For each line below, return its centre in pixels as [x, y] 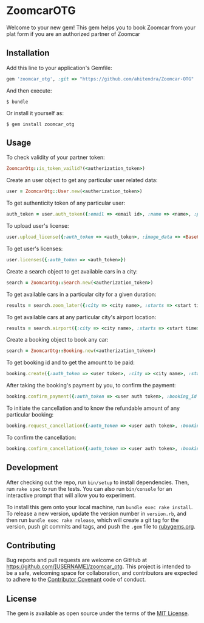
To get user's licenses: [35, 248]
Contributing [31, 546]
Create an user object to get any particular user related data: [82, 180]
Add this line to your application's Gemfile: [59, 68]
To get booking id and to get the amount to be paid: [70, 362]
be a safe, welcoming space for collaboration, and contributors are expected [102, 573]
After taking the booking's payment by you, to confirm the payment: [91, 385]
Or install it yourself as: [35, 113]
